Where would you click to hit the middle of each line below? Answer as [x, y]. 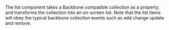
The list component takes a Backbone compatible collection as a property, [82, 7]
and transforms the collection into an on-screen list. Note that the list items [83, 12]
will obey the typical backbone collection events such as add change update [85, 18]
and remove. [18, 23]
